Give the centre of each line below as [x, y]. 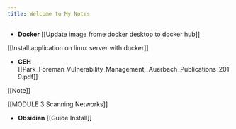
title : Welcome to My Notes [49, 14]
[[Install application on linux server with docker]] [78, 47]
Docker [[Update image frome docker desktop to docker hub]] [109, 34]
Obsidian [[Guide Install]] [55, 118]
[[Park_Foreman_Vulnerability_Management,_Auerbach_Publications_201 [123, 69]
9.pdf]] [28, 77]
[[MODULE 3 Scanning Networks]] [58, 104]
